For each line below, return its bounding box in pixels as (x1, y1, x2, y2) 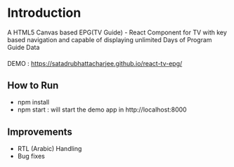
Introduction (7, 5, 82, 21)
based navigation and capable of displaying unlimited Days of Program (7, 35, 212, 44)
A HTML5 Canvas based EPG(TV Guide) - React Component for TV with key (7, 28, 227, 36)
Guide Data (7, 43, 40, 51)
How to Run (7, 79, 59, 91)
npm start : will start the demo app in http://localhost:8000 (17, 105, 188, 114)
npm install (17, 98, 50, 107)
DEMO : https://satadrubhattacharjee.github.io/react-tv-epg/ (7, 59, 183, 67)
